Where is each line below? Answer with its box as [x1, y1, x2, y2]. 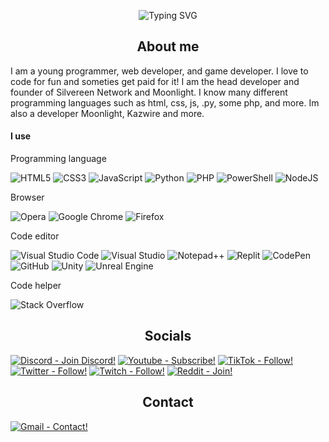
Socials [144, 328, 192, 345]
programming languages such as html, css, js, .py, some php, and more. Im [10, 96, 320, 109]
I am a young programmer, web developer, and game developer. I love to [10, 65, 309, 77]
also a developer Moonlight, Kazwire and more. [10, 107, 205, 119]
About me [136, 38, 200, 55]
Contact [142, 394, 194, 411]
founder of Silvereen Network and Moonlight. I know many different [10, 86, 288, 98]
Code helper [10, 280, 62, 292]
